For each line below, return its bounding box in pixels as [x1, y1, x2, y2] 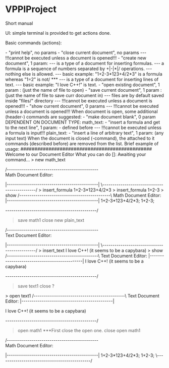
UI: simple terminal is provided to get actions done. [5, 30, 111, 36]
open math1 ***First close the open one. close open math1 [17, 327, 141, 333]
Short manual [5, 20, 33, 26]
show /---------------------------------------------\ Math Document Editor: [5, 192, 161, 198]
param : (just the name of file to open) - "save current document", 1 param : [5, 87, 162, 93]
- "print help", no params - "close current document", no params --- [5, 49, 147, 55]
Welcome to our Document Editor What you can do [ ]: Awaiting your [5, 151, 146, 157]
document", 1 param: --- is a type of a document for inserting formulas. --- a [5, 60, 164, 66]
